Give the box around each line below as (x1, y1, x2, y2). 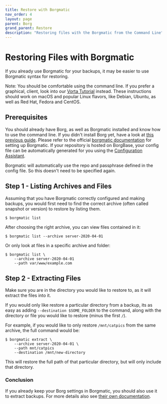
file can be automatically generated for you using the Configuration (5, 147, 143, 153)
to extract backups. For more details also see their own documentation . (5, 393, 151, 399)
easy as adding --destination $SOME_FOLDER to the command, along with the (5, 307, 162, 313)
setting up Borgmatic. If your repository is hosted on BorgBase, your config (5, 142, 159, 148)
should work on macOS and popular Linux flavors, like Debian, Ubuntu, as (5, 93, 156, 99)
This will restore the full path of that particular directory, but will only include (5, 359, 162, 365)
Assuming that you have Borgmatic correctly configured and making (5, 195, 145, 201)
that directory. (5, 364, 34, 370)
